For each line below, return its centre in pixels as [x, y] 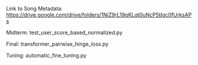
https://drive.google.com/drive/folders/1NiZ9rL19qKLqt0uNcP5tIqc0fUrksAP [99, 15]
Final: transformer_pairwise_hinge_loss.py [57, 44]
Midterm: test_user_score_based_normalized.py [64, 32]
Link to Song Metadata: [35, 9]
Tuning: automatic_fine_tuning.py [46, 55]
